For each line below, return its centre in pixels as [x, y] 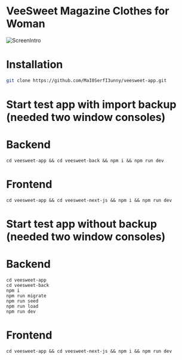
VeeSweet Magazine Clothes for [88, 11]
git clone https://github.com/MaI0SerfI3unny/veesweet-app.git [87, 80]
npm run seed [22, 301]
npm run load [22, 306]
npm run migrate [26, 296]
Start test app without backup [81, 224]
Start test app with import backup [91, 105]
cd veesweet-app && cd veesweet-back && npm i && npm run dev [85, 161]
